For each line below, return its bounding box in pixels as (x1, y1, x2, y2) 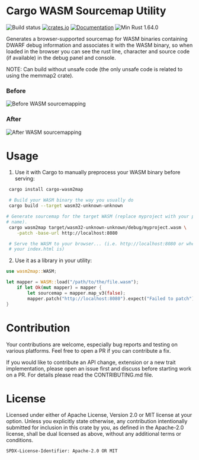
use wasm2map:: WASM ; (6, 269, 57, 274)
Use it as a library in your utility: (14, 257, 92, 264)
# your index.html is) (8, 246, 65, 253)
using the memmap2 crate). (6, 72, 74, 79)
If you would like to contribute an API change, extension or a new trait (6, 359, 176, 366)
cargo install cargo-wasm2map (8, 187, 84, 193)
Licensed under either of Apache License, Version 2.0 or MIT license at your (6, 411, 192, 419)
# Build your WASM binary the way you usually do (8, 197, 134, 203)
